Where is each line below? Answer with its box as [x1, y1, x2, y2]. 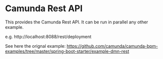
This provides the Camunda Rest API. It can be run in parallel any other [5, 19, 148, 25]
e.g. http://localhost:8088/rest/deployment [5, 34, 92, 39]
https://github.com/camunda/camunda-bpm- [66, 43, 158, 49]
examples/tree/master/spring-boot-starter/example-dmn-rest [5, 48, 130, 54]
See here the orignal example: [5, 43, 66, 49]
